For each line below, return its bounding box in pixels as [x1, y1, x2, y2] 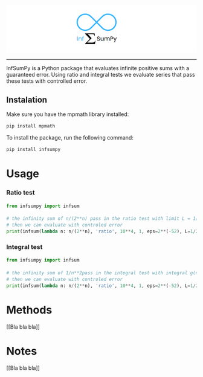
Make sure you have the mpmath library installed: [6, 111, 129, 118]
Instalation [6, 95, 47, 105]
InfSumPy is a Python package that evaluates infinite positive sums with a [6, 64, 190, 71]
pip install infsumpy [6, 147, 61, 153]
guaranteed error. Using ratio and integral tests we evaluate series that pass [6, 71, 195, 78]
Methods [6, 303, 53, 317]
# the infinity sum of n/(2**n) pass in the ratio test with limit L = [6, 216, 190, 222]
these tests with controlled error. [6, 77, 88, 85]
